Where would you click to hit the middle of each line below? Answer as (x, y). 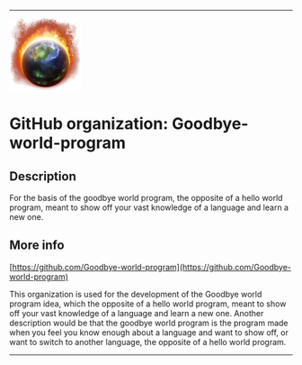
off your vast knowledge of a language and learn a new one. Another (137, 313)
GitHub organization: (89, 124)
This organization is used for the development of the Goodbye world (136, 294)
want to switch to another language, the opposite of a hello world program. (148, 342)
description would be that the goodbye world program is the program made (149, 323)
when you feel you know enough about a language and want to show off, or (149, 332)
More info (37, 246)
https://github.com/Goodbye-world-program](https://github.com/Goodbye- (152, 267)
